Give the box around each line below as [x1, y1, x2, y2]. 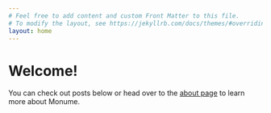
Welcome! [8, 61, 78, 80]
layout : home [8, 27, 52, 35]
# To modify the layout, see [8, 19, 106, 27]
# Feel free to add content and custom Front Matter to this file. [8, 11, 240, 20]
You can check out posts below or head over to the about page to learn [8, 88, 245, 98]
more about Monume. [8, 97, 81, 107]
